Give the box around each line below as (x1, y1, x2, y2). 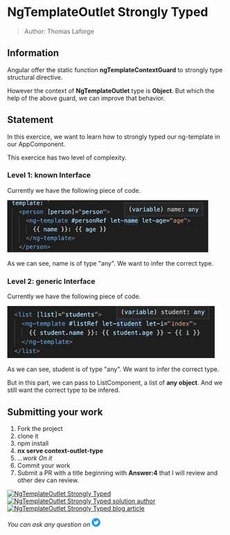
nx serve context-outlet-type (17, 446, 104, 455)
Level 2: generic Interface (7, 276, 96, 286)
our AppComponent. (7, 139, 66, 148)
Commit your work (17, 461, 71, 469)
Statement (7, 114, 54, 126)
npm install (17, 439, 49, 448)
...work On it (17, 454, 53, 462)
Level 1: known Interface (7, 171, 91, 180)
